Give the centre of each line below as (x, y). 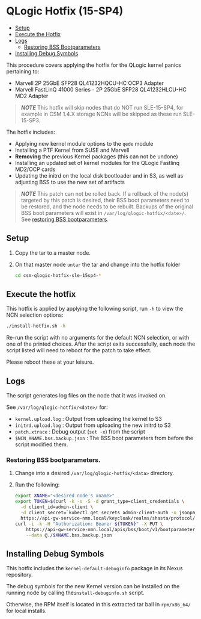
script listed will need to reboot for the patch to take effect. (79, 350)
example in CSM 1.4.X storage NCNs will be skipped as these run (101, 114)
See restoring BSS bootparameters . (65, 219)
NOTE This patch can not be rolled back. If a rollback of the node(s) (105, 193)
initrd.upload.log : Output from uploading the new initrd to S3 (93, 425)
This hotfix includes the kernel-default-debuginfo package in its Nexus (94, 568)
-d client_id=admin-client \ (57, 507)
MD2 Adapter (31, 96)
